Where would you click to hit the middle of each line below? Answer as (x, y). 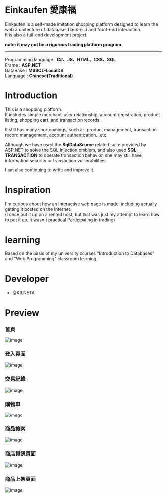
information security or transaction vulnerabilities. (56, 160)
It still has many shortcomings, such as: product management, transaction (81, 129)
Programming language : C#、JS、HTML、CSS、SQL (60, 59)
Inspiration (28, 190)
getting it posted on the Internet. (38, 209)
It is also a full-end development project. (46, 35)
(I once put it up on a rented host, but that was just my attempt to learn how (83, 214)
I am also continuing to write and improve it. (50, 170)
